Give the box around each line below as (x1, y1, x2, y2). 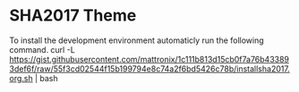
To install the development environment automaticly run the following (9, 35, 264, 46)
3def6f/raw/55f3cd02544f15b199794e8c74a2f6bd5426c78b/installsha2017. (9, 63, 291, 74)
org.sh (9, 72, 33, 83)
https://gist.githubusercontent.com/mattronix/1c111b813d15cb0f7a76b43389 (9, 54, 289, 64)
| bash (34, 72, 58, 83)
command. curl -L (9, 44, 76, 54)
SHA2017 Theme (9, 5, 137, 26)
